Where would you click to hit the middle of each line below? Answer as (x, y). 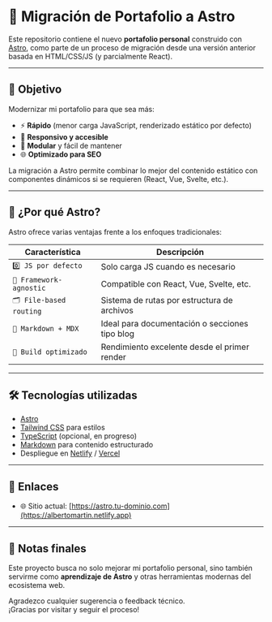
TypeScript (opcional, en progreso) (79, 436)
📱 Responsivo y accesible (64, 136)
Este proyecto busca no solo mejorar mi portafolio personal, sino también (131, 568)
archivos (117, 310)
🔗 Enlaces (34, 486)
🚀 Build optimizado (50, 352)
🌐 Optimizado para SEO (61, 154)
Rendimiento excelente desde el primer (175, 347)
